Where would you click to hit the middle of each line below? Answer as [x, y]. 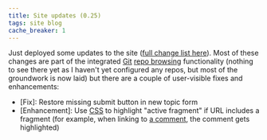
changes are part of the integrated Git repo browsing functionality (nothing [131, 61]
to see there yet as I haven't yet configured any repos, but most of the [123, 70]
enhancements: [34, 87]
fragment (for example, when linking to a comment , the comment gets [135, 119]
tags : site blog [35, 23]
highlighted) [39, 127]
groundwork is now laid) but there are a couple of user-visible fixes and [126, 78]
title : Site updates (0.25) [55, 16]
